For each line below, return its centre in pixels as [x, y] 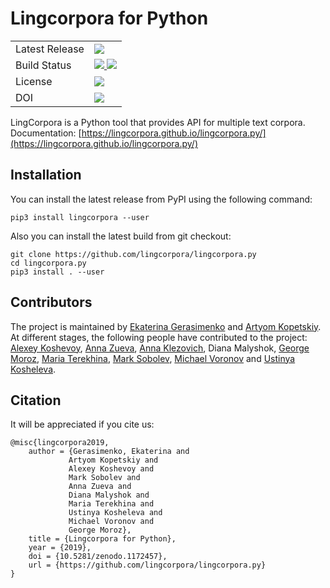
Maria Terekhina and [111, 504]
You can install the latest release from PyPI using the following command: [161, 199]
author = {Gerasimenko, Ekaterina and [109, 452]
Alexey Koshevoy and [111, 469]
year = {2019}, [60, 548]
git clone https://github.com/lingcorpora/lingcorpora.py [133, 254]
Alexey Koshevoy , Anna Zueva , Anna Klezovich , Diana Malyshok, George [160, 348]
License [34, 81]
